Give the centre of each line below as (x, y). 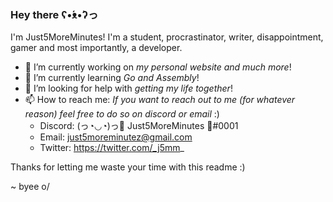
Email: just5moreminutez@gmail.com (116, 137)
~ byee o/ (30, 187)
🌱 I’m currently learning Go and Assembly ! (112, 78)
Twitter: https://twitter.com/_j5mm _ (112, 148)
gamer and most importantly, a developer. (96, 48)
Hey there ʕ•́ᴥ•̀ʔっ (54, 14)
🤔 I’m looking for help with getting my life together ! (128, 88)
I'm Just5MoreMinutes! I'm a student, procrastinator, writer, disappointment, (167, 37)
